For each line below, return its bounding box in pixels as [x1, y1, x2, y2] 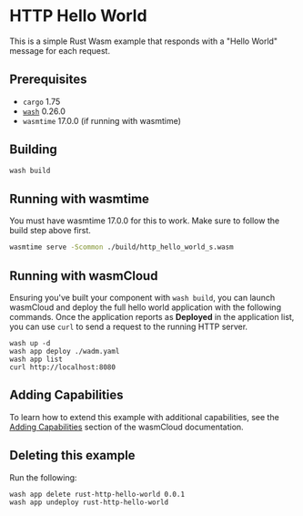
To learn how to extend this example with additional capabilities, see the [9, 411, 279, 422]
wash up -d [9, 338, 51, 347]
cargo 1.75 [22, 96, 61, 107]
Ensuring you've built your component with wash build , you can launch [9, 292, 276, 303]
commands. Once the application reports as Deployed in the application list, [9, 311, 295, 322]
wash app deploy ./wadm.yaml [9, 346, 120, 356]
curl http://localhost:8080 [9, 362, 116, 372]
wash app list [9, 355, 64, 364]
